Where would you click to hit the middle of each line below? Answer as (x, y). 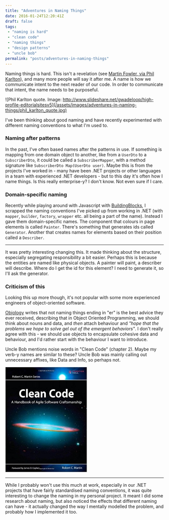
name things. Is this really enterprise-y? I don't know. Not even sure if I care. (84, 181)
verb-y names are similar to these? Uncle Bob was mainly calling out (76, 355)
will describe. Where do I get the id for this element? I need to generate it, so (84, 268)
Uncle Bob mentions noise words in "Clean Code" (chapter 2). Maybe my (81, 349)
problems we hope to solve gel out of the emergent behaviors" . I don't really (84, 329)
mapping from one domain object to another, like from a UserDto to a (76, 154)
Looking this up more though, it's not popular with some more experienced (82, 298)
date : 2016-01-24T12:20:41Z (35, 16)
